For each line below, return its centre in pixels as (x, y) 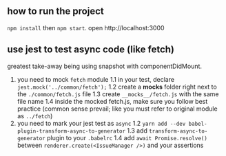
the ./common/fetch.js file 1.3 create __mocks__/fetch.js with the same (118, 94)
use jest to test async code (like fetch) (91, 50)
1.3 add (137, 131)
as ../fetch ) (35, 115)
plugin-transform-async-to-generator (71, 131)
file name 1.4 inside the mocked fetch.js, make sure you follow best (112, 101)
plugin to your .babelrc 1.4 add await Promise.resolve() (127, 137)
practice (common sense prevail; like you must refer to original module (117, 109)
